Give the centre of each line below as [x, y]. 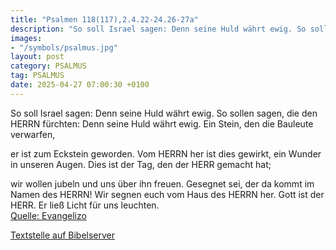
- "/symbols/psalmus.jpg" [64, 47]
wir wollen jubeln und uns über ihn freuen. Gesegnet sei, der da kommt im [162, 183]
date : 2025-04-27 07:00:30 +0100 [80, 85]
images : [26, 38]
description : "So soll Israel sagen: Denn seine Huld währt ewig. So [158, 29]
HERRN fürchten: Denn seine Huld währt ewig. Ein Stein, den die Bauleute [162, 123]
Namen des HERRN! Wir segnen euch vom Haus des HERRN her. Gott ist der [167, 194]
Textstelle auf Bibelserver [63, 235]
